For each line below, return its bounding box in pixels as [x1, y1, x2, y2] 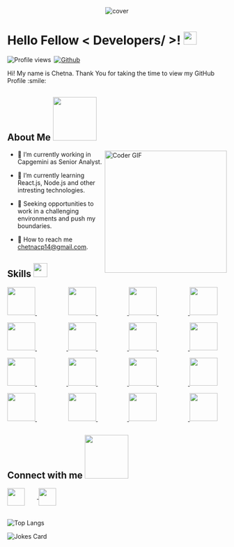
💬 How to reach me [17, 235, 73, 243]
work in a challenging [17, 207, 79, 215]
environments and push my [17, 214, 96, 223]
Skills [7, 268, 31, 280]
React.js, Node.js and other [17, 178, 95, 187]
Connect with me [7, 469, 84, 481]
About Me [7, 132, 51, 144]
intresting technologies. [17, 186, 86, 194]
